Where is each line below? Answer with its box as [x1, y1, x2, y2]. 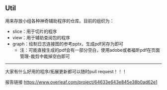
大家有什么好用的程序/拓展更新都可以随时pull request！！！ [5, 68, 127, 74]
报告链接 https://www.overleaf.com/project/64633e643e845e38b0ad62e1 [5, 79, 158, 85]
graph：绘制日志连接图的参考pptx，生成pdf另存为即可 [12, 41, 124, 47]
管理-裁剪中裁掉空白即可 [19, 53, 71, 59]
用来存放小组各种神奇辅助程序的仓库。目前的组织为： [5, 17, 114, 24]
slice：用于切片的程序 [12, 28, 57, 34]
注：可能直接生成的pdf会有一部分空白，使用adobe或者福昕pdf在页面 [19, 47, 160, 53]
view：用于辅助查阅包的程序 [12, 34, 71, 40]
